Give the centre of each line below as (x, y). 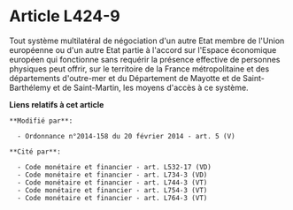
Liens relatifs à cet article (57, 104)
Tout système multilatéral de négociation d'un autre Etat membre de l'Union (147, 41)
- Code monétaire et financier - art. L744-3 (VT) (112, 183)
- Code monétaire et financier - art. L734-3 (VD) (112, 175)
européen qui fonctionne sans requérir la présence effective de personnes (145, 59)
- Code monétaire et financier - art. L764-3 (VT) (112, 198)
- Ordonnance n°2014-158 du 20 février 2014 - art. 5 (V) (127, 136)
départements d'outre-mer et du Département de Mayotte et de (125, 78)
